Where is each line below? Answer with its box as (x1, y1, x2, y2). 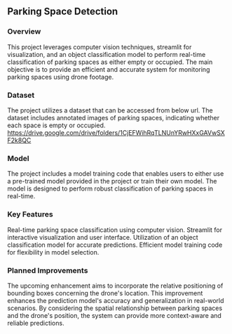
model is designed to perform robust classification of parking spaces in (7, 184, 214, 193)
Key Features (7, 210, 54, 219)
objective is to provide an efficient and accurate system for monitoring (7, 65, 210, 73)
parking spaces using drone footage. (7, 72, 114, 81)
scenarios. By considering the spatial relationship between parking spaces (7, 304, 223, 312)
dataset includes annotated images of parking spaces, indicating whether (7, 113, 219, 122)
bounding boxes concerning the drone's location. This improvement (7, 288, 203, 297)
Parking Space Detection (7, 6, 118, 18)
